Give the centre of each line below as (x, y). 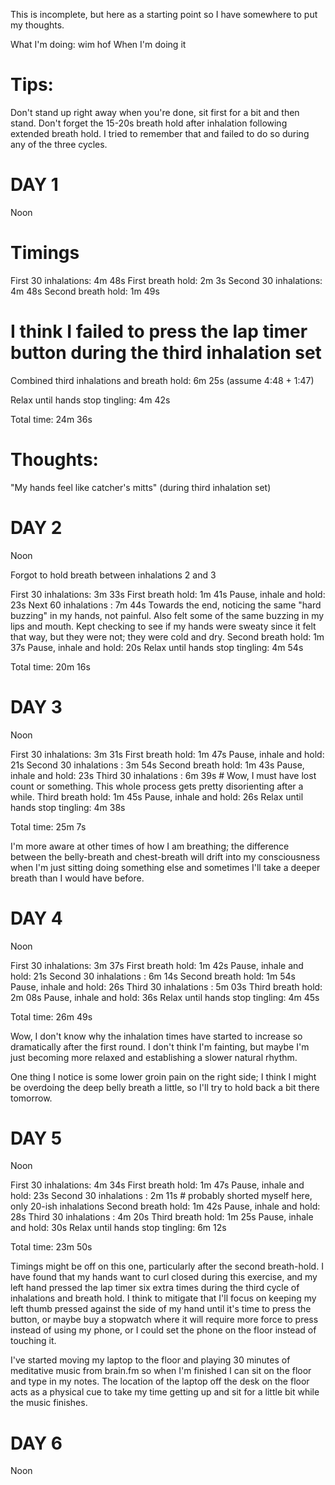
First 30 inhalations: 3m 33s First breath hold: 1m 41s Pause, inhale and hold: (168, 594)
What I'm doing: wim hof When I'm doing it (98, 44)
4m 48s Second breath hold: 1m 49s (85, 291)
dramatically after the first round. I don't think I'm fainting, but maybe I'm (160, 1046)
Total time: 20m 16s (50, 666)
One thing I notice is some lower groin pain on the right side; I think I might (163, 1076)
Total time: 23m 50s (51, 1247)
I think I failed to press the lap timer (159, 331)
